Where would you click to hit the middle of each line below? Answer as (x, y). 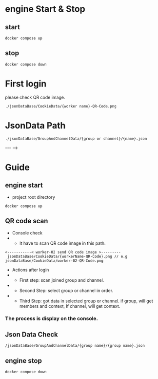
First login (26, 84)
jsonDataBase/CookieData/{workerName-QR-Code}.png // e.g (67, 256)
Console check (27, 232)
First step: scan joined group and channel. (62, 280)
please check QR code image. (35, 97)
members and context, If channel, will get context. (70, 306)
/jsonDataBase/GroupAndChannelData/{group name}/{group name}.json (75, 346)
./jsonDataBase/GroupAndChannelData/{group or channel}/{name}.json (76, 138)
